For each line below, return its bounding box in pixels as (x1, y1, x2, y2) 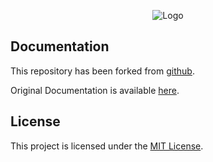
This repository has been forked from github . (10, 65, 195, 77)
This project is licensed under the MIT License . (10, 140, 204, 152)
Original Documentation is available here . (10, 84, 180, 96)
